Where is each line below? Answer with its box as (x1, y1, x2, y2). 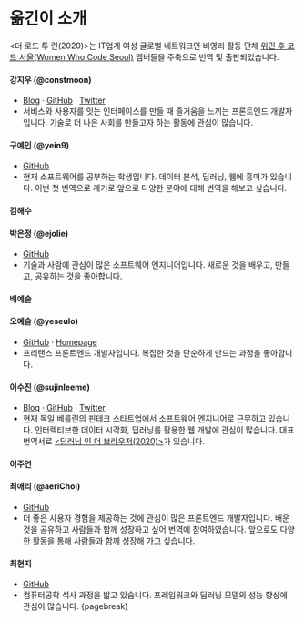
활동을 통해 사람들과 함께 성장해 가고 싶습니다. (32, 534, 196, 546)
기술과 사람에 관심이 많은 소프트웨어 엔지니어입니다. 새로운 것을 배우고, (22, 260, 273, 270)
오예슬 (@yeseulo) (9, 316, 79, 327)
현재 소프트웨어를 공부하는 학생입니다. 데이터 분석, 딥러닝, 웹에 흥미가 (22, 171, 269, 182)
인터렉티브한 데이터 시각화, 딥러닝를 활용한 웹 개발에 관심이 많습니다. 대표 (35, 424, 295, 435)
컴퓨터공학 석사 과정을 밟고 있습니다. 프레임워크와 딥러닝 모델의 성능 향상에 (22, 589, 289, 601)
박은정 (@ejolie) (9, 228, 69, 239)
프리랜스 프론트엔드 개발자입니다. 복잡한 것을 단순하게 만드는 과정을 (22, 347, 261, 358)
